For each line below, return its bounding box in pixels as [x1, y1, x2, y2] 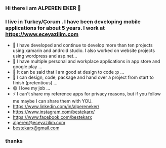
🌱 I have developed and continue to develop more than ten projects [12, 42, 153, 48]
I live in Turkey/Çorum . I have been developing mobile [5, 18, 141, 25]
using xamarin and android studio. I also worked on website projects [12, 47, 155, 54]
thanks [5, 137, 23, 144]
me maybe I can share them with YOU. [12, 98, 93, 104]
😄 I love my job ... [12, 85, 51, 91]
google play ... [12, 64, 43, 70]
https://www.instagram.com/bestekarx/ [12, 109, 95, 115]
